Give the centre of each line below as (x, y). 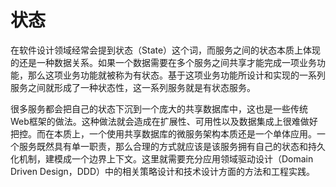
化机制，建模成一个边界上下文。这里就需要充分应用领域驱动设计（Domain (162, 158)
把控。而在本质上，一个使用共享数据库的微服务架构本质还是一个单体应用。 (163, 133)
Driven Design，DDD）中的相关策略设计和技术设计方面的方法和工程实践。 (163, 171)
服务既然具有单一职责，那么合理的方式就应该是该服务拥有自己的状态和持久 (172, 146)
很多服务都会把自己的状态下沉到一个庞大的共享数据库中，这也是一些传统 (159, 108)
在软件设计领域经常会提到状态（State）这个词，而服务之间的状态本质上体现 (166, 50)
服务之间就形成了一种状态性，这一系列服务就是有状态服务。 (133, 87)
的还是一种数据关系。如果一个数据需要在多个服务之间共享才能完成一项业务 (163, 62)
